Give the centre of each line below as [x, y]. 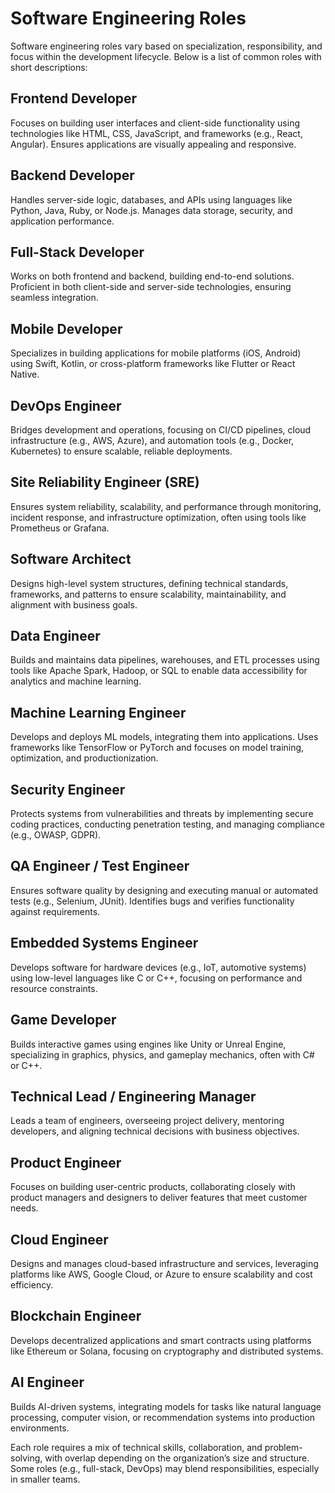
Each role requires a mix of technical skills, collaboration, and [136, 1447]
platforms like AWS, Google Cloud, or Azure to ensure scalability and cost [161, 1274]
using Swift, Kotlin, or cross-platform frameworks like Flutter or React [153, 364]
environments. [40, 1428]
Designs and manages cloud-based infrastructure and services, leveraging [164, 1263]
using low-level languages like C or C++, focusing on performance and [156, 978]
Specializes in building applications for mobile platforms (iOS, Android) [156, 353]
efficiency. [32, 1284]
